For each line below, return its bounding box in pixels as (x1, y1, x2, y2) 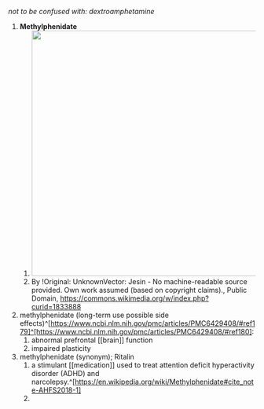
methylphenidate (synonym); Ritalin (19, 352, 135, 361)
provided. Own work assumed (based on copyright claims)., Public (31, 286, 247, 294)
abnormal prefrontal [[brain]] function (31, 335, 153, 345)
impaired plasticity (31, 344, 92, 352)
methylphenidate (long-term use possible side (19, 310, 169, 320)
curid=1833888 (31, 302, 82, 311)
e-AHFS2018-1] (31, 385, 81, 395)
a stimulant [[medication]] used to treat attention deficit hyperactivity (31, 360, 255, 370)
